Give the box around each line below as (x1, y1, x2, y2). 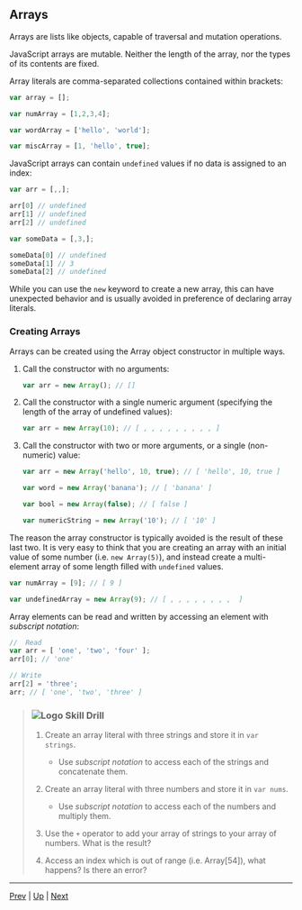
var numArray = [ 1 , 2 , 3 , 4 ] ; (9, 109, 111, 118)
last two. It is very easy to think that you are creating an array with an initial (9, 541, 287, 552)
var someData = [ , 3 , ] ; (9, 234, 94, 243)
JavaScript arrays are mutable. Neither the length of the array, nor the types (9, 49, 290, 59)
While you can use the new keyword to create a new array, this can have (9, 284, 274, 295)
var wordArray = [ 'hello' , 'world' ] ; (9, 125, 151, 134)
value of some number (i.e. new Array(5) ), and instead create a (9, 551, 243, 562)
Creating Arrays (9, 325, 81, 338)
